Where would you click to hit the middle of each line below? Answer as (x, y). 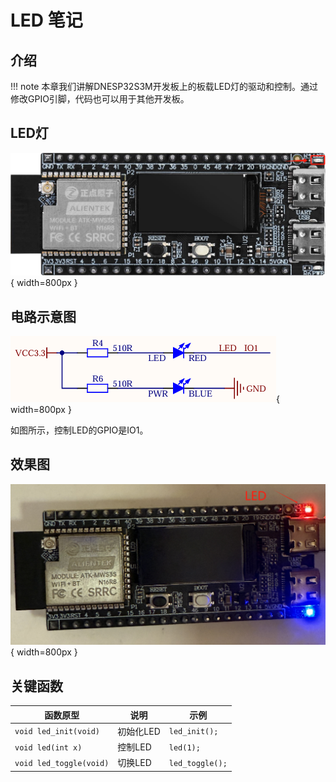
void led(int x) (48, 747)
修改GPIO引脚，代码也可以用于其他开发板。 (100, 99)
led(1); (184, 747)
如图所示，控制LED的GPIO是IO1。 (79, 430)
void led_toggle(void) (62, 763)
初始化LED (139, 731)
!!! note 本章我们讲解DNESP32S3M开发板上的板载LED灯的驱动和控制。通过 (164, 86)
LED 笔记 (46, 20)
